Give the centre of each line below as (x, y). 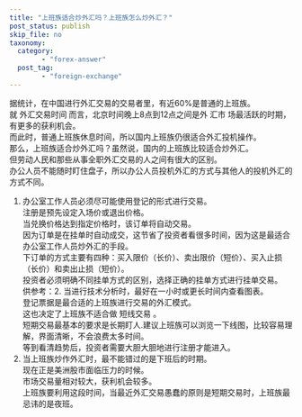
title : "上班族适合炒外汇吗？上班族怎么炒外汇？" (91, 18)
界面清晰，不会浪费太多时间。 (93, 336)
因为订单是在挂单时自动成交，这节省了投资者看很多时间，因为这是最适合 (156, 234)
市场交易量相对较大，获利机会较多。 (89, 381)
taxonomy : (28, 43)
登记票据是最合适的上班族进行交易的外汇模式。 (109, 302)
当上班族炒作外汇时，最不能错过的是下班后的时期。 (117, 358)
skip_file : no (36, 34)
